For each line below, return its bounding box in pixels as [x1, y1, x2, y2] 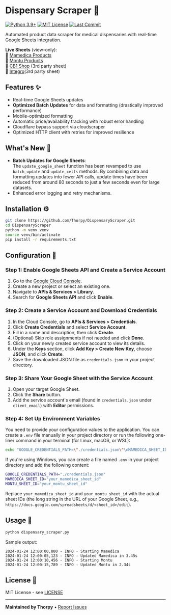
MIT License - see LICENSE [5, 590, 63, 596]
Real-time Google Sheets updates [12, 96, 83, 102]
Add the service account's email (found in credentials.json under [12, 397, 152, 403]
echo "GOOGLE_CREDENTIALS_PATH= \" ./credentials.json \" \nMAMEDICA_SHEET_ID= [5, 447, 169, 452]
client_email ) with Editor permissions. [12, 403, 94, 409]
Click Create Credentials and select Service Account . [12, 324, 127, 330]
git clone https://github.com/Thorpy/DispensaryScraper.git [5, 218, 136, 223]
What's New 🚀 [5, 144, 51, 152]
